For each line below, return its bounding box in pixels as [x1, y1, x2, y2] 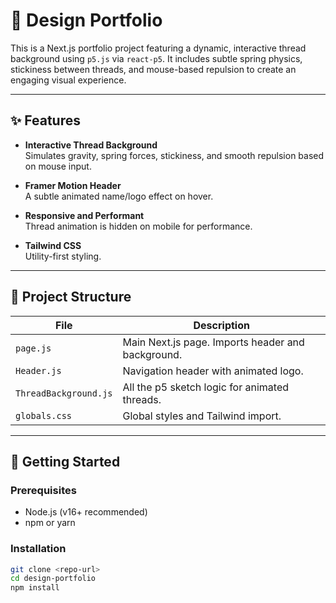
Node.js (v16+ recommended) [24, 506, 148, 518]
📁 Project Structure [10, 289, 132, 306]
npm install [10, 583, 60, 593]
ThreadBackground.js [15, 387, 113, 399]
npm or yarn [24, 517, 76, 529]
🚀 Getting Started [10, 453, 121, 470]
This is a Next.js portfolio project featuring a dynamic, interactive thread [10, 42, 307, 54]
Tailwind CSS [24, 239, 82, 251]
